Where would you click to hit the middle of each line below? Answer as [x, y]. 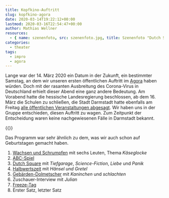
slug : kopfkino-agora [28, 15]
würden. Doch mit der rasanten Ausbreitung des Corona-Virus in [72, 86]
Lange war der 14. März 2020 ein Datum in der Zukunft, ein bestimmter [79, 75]
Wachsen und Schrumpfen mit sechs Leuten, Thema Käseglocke [79, 153]
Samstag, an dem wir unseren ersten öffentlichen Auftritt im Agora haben [81, 81]
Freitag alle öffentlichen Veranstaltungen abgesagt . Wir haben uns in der [80, 108]
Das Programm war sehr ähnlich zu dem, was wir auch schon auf [73, 138]
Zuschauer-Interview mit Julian [45, 179]
